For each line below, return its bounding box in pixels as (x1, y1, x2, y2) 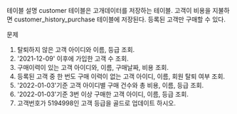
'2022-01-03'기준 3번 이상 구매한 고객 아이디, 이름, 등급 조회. (16, 90, 189, 98)
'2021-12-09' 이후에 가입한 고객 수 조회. (16, 54, 129, 63)
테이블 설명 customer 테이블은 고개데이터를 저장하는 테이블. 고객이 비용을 (6, 6, 211, 14)
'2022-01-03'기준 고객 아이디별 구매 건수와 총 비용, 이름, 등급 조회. (16, 81, 204, 89)
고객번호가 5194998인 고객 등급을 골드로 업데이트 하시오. (16, 99, 176, 107)
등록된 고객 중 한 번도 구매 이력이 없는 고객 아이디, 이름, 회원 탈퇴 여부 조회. (16, 72, 226, 81)
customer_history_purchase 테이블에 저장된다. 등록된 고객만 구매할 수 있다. (14, 15, 226, 24)
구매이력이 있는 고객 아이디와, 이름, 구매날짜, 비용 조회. (16, 63, 169, 71)
